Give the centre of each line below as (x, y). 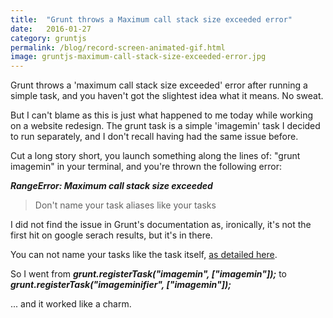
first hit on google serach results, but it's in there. (111, 235)
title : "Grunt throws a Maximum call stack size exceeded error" (151, 19)
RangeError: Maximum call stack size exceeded (111, 186)
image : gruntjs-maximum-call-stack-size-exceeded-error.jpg (138, 57)
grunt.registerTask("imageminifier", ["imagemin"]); (121, 285)
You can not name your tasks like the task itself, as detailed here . (144, 255)
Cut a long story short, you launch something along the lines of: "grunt (155, 156)
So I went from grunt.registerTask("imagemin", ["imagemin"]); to (148, 274)
